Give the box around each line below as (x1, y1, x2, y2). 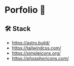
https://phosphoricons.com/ (11, 56, 69, 61)
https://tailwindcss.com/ (11, 45, 61, 51)
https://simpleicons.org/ (11, 50, 61, 56)
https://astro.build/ (11, 40, 50, 45)
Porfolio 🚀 (4, 4, 46, 16)
